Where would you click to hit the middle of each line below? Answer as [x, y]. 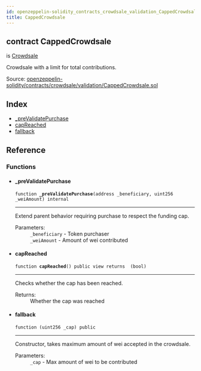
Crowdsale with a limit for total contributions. [61, 68]
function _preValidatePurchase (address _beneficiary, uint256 [94, 194]
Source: [16, 79]
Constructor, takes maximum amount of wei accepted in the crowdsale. [103, 344]
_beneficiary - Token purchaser [69, 234]
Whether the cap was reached [67, 301]
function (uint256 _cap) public [55, 327]
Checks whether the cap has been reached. [69, 283]
